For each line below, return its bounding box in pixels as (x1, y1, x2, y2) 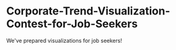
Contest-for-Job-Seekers (6, 17, 138, 31)
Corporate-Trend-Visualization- (6, 4, 171, 18)
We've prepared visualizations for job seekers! (6, 37, 123, 44)
